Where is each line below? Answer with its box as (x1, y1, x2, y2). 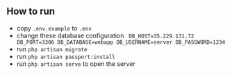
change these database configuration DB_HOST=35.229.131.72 (16, 31, 194, 40)
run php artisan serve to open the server (16, 59, 136, 68)
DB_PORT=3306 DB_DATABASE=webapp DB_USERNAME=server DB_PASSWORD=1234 (16, 38, 226, 46)
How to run (6, 6, 56, 17)
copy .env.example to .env (16, 24, 92, 32)
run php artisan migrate (16, 44, 88, 53)
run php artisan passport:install (16, 52, 116, 60)
